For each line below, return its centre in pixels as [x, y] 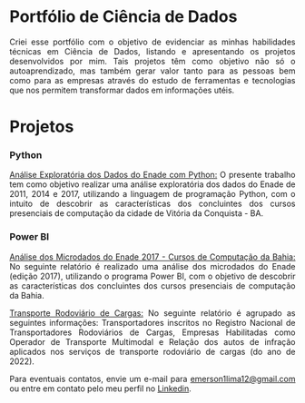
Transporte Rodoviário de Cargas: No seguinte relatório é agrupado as [152, 313]
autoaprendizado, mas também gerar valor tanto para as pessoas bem [152, 71]
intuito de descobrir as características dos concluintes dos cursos [152, 204]
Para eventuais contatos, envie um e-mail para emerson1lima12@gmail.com [152, 378]
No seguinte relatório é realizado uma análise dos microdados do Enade [152, 266]
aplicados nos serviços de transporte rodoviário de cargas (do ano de [152, 351]
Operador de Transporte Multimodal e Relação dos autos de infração [152, 341]
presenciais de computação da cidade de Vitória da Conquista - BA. [137, 213]
